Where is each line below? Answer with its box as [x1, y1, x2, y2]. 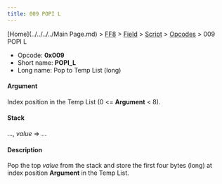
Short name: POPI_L [17, 58, 77, 67]
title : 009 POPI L [7, 10, 61, 18]
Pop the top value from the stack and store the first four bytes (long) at [7, 161, 213, 170]
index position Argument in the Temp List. [7, 168, 130, 177]
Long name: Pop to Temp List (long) [17, 66, 122, 74]
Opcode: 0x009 [17, 51, 65, 59]
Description [7, 145, 43, 154]
